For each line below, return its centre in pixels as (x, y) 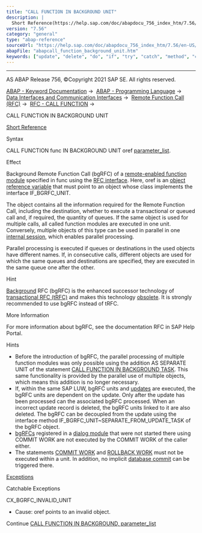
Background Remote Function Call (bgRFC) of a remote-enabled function (96, 174)
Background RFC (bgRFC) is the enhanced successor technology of (90, 291)
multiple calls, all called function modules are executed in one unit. (89, 224)
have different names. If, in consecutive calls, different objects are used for (99, 254)
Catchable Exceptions (33, 488)
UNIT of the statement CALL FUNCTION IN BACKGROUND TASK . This (101, 369)
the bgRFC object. (37, 427)
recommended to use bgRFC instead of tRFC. (63, 303)
